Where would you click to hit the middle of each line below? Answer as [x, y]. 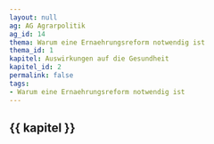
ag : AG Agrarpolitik [48, 26]
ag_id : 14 [28, 34]
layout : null [33, 17]
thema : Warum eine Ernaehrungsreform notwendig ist [107, 42]
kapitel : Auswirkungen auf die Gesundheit [89, 59]
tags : [19, 84]
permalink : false [41, 76]
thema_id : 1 [31, 51]
